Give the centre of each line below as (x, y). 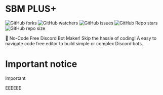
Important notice (41, 64)
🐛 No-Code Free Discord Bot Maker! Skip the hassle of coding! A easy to (81, 38)
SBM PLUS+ (31, 9)
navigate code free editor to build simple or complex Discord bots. (74, 43)
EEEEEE (13, 88)
